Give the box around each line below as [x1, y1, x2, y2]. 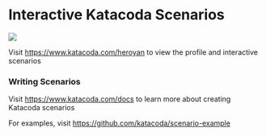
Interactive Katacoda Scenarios [8, 6, 225, 24]
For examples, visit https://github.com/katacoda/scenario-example [8, 118, 230, 128]
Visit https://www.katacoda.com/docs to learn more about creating [8, 94, 231, 104]
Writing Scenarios [8, 76, 81, 87]
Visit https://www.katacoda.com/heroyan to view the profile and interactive [8, 47, 259, 57]
